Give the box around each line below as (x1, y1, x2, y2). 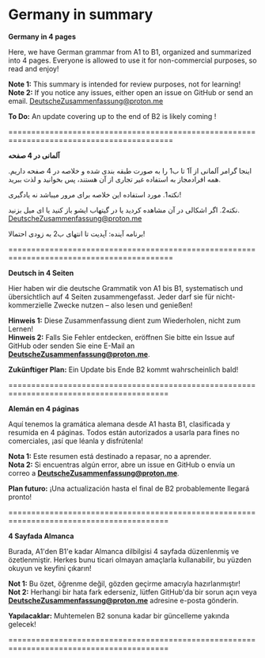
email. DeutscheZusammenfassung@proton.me (8, 96, 164, 105)
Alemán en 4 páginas (8, 404, 80, 413)
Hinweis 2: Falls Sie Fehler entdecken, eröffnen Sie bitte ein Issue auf (8, 332, 235, 342)
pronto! (8, 492, 32, 501)
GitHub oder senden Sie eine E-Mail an (8, 341, 135, 350)
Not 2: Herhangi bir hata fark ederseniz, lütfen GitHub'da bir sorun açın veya (8, 587, 257, 596)
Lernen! (8, 323, 34, 334)
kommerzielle (8, 300, 52, 310)
